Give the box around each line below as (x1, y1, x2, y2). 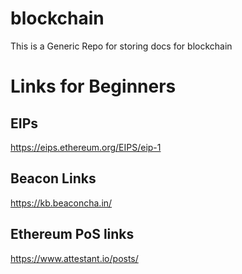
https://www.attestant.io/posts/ (10, 252, 139, 264)
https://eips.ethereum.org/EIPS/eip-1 (10, 141, 162, 153)
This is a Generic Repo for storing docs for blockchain (10, 40, 233, 52)
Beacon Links (10, 170, 97, 187)
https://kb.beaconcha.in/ (10, 197, 113, 209)
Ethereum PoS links (10, 226, 135, 243)
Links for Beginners (10, 75, 177, 98)
